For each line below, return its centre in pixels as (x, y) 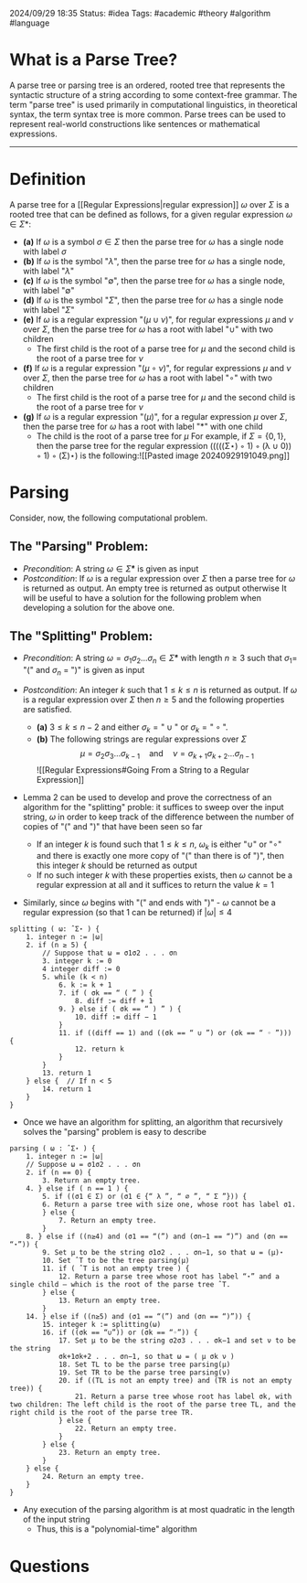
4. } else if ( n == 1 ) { (77, 1189)
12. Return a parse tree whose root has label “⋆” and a (169, 1277)
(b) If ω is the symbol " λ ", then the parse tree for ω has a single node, (154, 261)
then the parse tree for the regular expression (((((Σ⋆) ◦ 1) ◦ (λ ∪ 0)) (164, 445)
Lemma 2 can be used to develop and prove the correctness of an (147, 797)
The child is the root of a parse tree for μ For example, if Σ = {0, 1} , (161, 436)
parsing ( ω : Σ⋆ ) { (53, 1149)
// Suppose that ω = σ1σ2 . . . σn (110, 953)
